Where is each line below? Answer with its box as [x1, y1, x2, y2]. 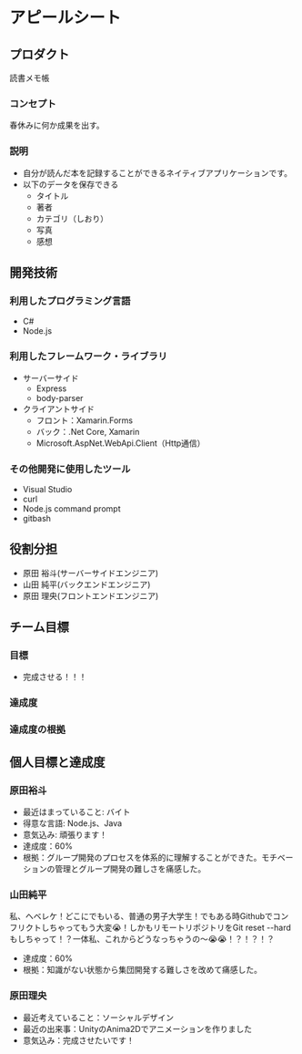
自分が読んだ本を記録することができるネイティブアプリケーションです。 [22, 167, 293, 178]
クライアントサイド [22, 403, 96, 414]
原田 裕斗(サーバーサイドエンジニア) [22, 567, 159, 578]
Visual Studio [22, 483, 73, 494]
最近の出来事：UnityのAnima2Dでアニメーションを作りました [22, 1023, 253, 1034]
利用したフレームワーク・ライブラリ [9, 350, 168, 363]
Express [35, 383, 67, 394]
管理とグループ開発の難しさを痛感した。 [54, 863, 206, 874]
